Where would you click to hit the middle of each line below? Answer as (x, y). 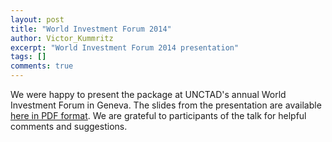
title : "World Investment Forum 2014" (91, 29)
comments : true (42, 66)
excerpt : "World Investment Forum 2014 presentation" (125, 47)
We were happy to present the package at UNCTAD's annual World (148, 94)
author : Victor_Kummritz (62, 38)
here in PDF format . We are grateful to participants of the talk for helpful (158, 115)
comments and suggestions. (69, 126)
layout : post (37, 19)
